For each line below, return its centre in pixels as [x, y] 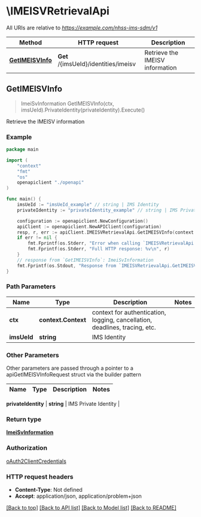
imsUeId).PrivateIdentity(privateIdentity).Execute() [83, 110]
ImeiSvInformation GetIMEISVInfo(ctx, [68, 103]
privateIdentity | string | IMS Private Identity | [63, 404]
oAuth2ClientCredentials [36, 461]
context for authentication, [129, 312]
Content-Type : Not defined [48, 490]
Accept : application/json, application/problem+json [78, 496]
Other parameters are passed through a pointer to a [70, 368]
